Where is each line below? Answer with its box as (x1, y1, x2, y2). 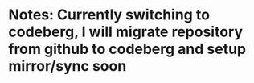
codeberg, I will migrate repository (8, 23, 244, 41)
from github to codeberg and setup (8, 40, 247, 58)
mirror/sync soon (8, 57, 127, 76)
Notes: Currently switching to (8, 6, 211, 24)
